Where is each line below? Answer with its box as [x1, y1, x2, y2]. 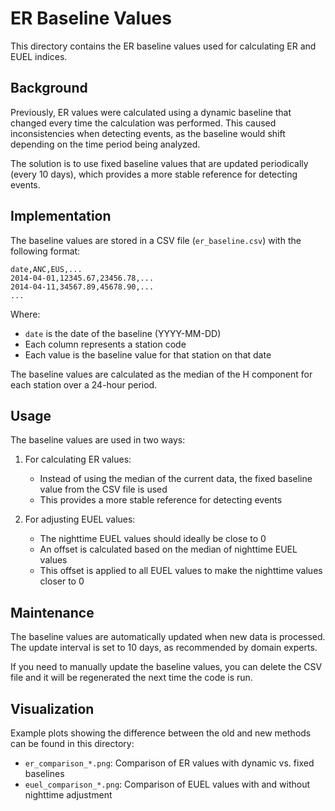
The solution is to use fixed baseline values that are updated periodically [10, 157, 309, 169]
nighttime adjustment [24, 789, 113, 801]
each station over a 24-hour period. [10, 378, 158, 391]
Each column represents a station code [24, 338, 187, 350]
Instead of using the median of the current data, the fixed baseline [39, 473, 313, 485]
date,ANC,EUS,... [10, 264, 83, 274]
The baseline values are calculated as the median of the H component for [10, 368, 313, 380]
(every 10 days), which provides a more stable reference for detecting [10, 168, 298, 180]
